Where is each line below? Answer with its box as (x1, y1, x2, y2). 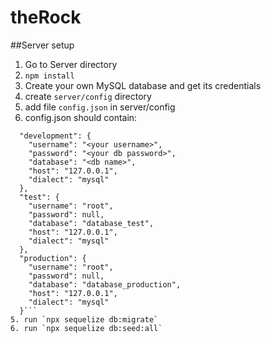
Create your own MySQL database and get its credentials (24, 79, 262, 91)
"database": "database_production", (28, 279, 182, 290)
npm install (24, 71, 75, 81)
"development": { (19, 131, 92, 141)
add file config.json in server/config (24, 101, 176, 113)
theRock (10, 6, 82, 29)
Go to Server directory (24, 58, 118, 70)
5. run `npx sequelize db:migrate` (10, 314, 159, 325)
